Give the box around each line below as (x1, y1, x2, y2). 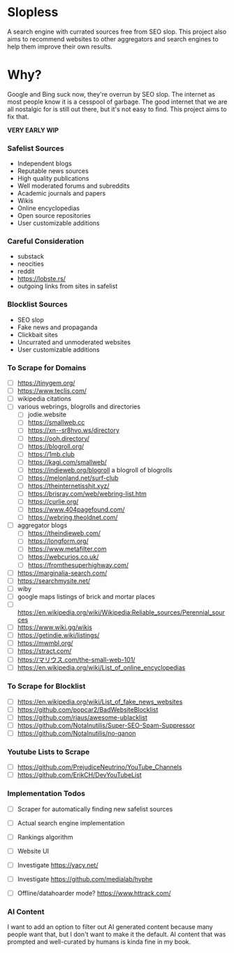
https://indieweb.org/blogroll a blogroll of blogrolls (27, 465, 173, 474)
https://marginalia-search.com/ (17, 568, 108, 577)
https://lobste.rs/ (17, 275, 66, 283)
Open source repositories (17, 212, 91, 220)
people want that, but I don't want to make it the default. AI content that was (7, 930, 226, 939)
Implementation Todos (7, 789, 86, 799)
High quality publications (17, 174, 89, 183)
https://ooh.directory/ (27, 434, 89, 442)
